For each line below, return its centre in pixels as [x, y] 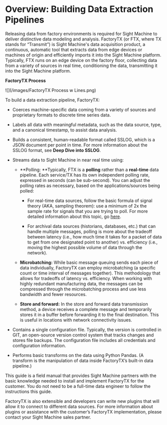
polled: [27, 190]
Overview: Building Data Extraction [79, 9]
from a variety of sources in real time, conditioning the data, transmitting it [82, 65]
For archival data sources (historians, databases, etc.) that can [91, 226]
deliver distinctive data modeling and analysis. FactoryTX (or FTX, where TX [83, 39]
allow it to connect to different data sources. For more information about [79, 406]
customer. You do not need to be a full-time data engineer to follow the [78, 386]
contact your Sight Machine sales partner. [48, 417]
